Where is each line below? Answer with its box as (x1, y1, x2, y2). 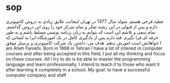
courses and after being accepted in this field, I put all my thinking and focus (6, 50, 165, 57)
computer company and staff (6, 72, 66, 78)
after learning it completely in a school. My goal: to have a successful (6, 66, 151, 72)
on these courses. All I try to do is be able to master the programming (6, 56, 151, 62)
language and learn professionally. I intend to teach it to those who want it (6, 61, 160, 67)
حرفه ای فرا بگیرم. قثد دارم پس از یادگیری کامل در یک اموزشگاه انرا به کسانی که (6, 34, 159, 40)
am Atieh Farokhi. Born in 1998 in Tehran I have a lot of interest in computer (6, 45, 163, 51)
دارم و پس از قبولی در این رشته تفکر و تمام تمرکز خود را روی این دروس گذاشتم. (6, 23, 158, 29)
